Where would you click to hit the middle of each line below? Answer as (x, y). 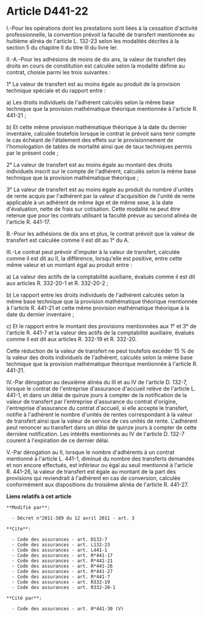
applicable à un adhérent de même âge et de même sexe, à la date (90, 202)
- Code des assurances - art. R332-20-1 (64, 587)
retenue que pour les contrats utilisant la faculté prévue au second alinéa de (102, 215)
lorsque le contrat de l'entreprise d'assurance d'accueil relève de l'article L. (101, 389)
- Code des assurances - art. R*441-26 (62, 566)
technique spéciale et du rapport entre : (56, 90)
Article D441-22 (47, 11)
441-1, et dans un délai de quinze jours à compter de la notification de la (97, 395)
